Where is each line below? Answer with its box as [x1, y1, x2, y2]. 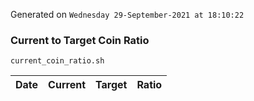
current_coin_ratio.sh [10, 56, 105, 66]
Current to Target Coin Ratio [10, 33, 150, 47]
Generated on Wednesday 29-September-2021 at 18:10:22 [10, 9, 245, 20]
